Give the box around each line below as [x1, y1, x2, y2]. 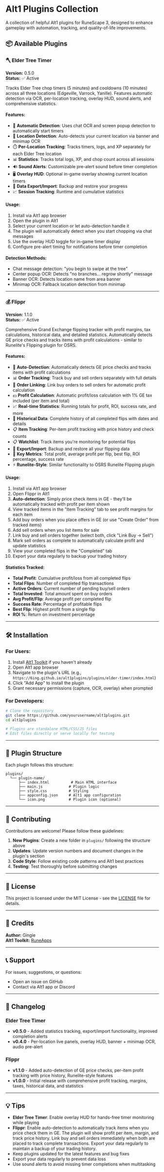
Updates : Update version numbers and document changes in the [12, 848, 143, 854]
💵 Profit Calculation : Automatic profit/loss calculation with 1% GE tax [12, 392, 152, 398]
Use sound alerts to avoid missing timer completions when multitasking [12, 1161, 156, 1167]
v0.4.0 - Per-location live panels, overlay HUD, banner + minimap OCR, [12, 1038, 156, 1045]
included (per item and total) [12, 398, 70, 404]
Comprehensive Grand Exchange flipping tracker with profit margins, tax [5, 326, 151, 332]
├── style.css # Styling [18, 789, 89, 793]
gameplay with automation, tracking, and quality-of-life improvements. [5, 24, 146, 30]
